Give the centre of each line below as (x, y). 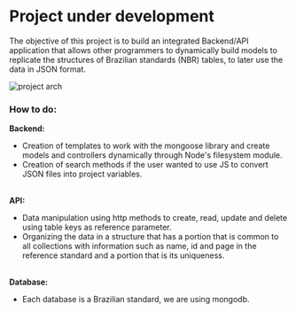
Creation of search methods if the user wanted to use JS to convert (145, 165)
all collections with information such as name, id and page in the (139, 246)
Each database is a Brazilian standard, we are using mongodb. (136, 300)
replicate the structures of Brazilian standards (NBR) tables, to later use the (146, 59)
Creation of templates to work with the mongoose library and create (146, 146)
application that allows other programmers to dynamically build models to (143, 50)
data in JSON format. (48, 69)
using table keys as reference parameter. (97, 227)
